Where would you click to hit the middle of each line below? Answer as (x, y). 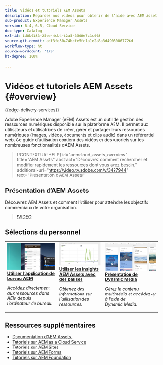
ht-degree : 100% (21, 56)
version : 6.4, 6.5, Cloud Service (40, 26)
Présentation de (122, 274)
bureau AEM (20, 278)
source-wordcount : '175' (30, 51)
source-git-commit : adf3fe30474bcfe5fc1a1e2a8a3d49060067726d (69, 41)
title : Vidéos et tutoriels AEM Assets (45, 10)
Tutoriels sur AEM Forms (37, 352)
